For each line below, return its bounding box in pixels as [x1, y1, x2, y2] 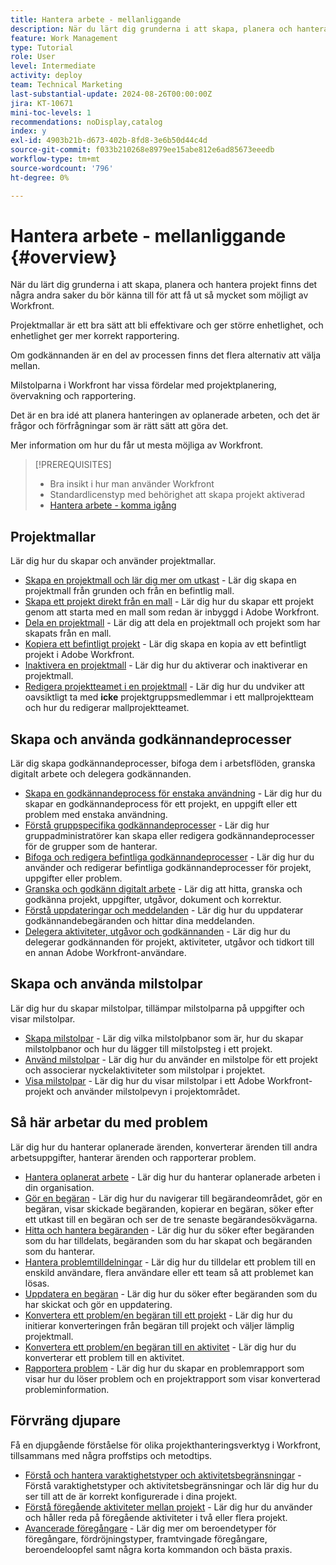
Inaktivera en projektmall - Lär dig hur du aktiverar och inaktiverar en [24, 659, 308, 671]
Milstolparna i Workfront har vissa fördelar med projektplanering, [10, 379, 277, 391]
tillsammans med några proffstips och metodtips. [10, 1449, 213, 1461]
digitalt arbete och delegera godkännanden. [10, 768, 192, 780]
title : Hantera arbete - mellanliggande [10, 14, 182, 25]
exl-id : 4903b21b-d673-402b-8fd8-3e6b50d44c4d [10, 136, 208, 146]
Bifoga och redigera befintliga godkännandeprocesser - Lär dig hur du [24, 851, 315, 863]
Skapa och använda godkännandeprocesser [10, 731, 292, 748]
